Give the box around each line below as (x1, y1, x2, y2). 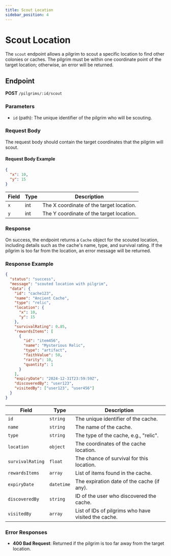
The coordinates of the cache (75, 440, 146, 447)
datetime (49, 482, 71, 487)
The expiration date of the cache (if (75, 477, 160, 485)
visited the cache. (75, 513, 118, 520)
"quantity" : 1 (23, 362, 53, 367)
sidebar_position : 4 (5, 12, 49, 17)
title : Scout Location (5, 7, 53, 13)
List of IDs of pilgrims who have (75, 507, 151, 514)
